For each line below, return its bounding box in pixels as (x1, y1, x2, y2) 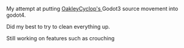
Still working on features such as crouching (6, 35, 115, 41)
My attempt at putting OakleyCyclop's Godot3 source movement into (6, 5, 179, 12)
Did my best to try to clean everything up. (6, 23, 111, 30)
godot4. (6, 11, 26, 19)
